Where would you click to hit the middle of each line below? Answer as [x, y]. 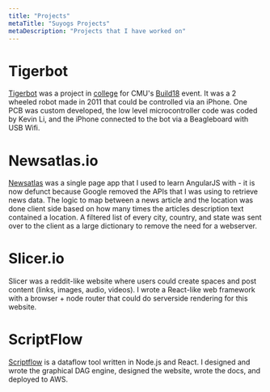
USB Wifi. [24, 128]
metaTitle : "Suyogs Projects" [59, 23]
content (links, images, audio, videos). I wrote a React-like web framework [132, 290]
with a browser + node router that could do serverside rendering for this [128, 298]
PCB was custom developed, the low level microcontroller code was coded [133, 111]
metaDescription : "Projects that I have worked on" [97, 31]
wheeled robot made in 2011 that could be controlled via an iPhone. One [128, 102]
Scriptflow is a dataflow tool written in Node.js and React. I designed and [129, 362]
